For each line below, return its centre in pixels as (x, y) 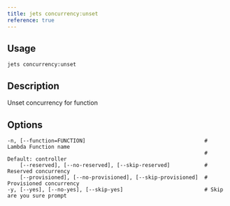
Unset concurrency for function (52, 103)
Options (25, 125)
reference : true (31, 20)
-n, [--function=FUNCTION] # (108, 140)
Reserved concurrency (39, 171)
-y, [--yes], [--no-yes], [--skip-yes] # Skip (115, 189)
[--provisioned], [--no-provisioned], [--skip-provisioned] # (114, 177)
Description (33, 86)
